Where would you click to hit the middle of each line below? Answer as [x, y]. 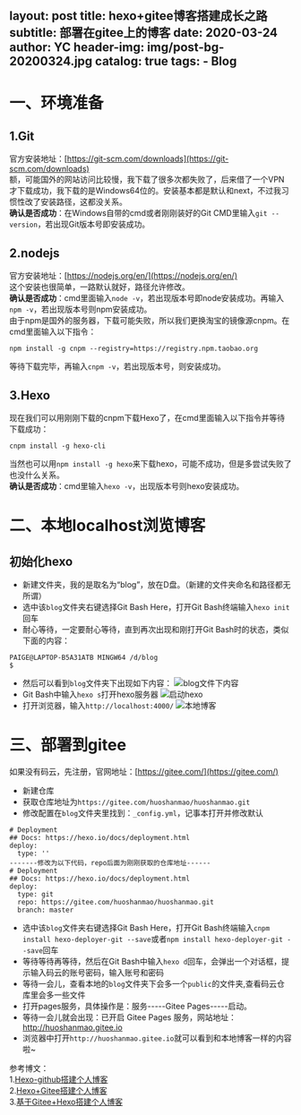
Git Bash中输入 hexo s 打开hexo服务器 [90, 695]
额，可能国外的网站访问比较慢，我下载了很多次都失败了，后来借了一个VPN [147, 180]
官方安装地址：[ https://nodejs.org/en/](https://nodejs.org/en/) [123, 276]
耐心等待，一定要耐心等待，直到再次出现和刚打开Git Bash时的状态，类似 [155, 630]
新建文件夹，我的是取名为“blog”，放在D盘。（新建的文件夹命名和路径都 [153, 585]
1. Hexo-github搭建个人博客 [59, 1079]
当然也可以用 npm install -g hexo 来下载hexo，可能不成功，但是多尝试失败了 [150, 464]
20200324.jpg [51, 61]
